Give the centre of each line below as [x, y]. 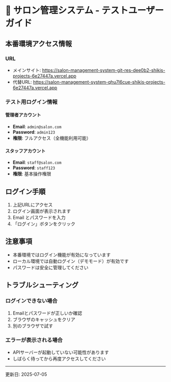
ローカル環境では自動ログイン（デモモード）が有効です [70, 261]
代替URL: [22, 82]
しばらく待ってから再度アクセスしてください [59, 359]
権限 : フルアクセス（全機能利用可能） [52, 138]
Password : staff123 [34, 168]
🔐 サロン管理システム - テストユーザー [84, 10]
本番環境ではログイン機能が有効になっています [62, 254]
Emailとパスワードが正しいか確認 [47, 313]
